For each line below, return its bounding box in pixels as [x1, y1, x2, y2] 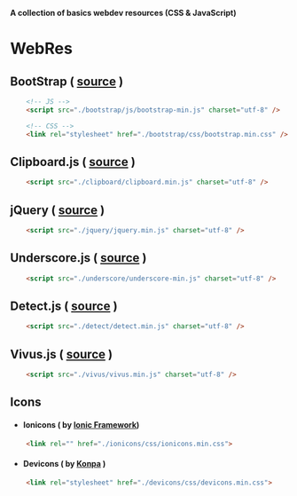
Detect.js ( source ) [10, 298, 118, 313]
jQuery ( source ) [10, 202, 106, 217]
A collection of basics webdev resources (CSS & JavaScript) [10, 8, 237, 18]
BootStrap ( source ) [10, 74, 123, 89]
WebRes [10, 39, 74, 59]
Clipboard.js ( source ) [10, 154, 136, 169]
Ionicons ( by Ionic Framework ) [22, 419, 140, 429]
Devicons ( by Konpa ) [22, 459, 106, 468]
